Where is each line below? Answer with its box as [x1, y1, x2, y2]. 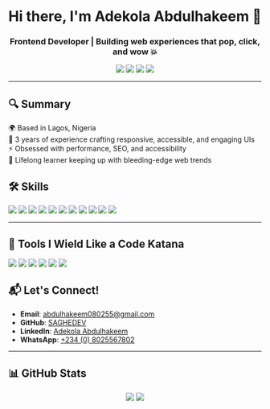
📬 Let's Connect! [8, 283, 100, 297]
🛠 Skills [8, 180, 50, 193]
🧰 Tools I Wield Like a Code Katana [8, 237, 185, 250]
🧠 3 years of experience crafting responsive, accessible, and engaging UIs [8, 134, 256, 144]
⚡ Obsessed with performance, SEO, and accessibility [8, 144, 187, 154]
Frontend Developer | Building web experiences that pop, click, [9, 36, 261, 48]
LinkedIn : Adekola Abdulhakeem [19, 326, 129, 336]
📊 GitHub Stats [8, 366, 87, 381]
